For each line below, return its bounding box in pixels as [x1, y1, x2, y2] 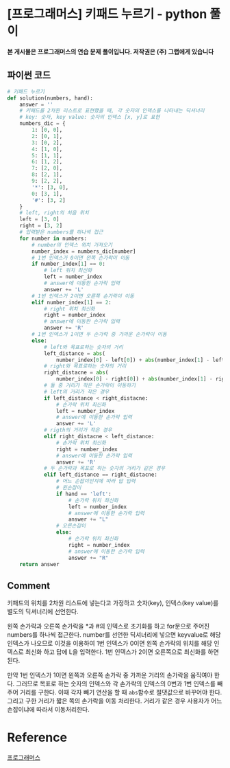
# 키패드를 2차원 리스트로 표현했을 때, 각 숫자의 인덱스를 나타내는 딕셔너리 [19, 107, 205, 114]
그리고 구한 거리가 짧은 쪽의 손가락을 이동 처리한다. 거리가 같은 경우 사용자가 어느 [7, 697, 222, 705]
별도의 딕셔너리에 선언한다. [7, 607, 79, 615]
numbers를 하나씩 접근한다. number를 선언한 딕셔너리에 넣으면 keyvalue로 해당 [7, 631, 221, 639]
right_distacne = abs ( [43, 369, 109, 376]
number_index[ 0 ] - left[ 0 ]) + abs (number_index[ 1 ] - [55, 357, 210, 363]
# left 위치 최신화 [43, 267, 92, 274]
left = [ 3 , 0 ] [19, 216, 60, 223]
